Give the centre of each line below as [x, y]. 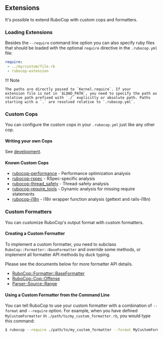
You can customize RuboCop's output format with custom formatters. [74, 222]
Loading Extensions [29, 32]
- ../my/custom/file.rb [31, 66]
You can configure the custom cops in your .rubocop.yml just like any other [80, 125]
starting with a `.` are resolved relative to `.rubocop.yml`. [70, 102]
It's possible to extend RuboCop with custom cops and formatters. [71, 19]
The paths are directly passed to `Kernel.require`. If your [68, 89]
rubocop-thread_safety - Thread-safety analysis [60, 184]
